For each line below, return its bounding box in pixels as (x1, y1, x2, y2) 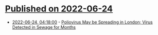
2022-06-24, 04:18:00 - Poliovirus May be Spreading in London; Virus (12, 19, 153, 25)
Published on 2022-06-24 (5, 3, 113, 14)
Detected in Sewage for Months (12, 24, 76, 30)
